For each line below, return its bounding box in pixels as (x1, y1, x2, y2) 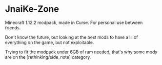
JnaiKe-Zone (5, 3, 60, 15)
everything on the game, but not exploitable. (5, 39, 94, 45)
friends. (5, 24, 21, 30)
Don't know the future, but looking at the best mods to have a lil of (5, 34, 138, 40)
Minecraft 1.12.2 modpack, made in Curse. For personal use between (5, 20, 143, 25)
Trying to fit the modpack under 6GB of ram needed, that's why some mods (5, 49, 158, 55)
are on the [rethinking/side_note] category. (5, 54, 91, 60)
